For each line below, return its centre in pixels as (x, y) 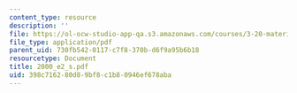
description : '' (39, 26)
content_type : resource (53, 17)
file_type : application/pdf (61, 42)
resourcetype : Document (53, 58)
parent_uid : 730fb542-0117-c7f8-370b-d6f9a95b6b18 (104, 50)
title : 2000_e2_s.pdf (49, 67)
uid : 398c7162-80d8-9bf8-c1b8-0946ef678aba (91, 75)
